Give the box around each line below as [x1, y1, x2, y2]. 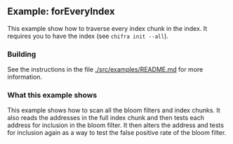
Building [7, 49, 36, 59]
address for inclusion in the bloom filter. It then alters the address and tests [7, 121, 225, 129]
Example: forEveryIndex [7, 6, 115, 18]
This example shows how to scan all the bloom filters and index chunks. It [7, 106, 221, 114]
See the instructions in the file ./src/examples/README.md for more [7, 65, 204, 74]
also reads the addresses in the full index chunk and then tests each [7, 114, 205, 122]
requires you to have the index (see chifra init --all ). [7, 32, 168, 40]
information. [7, 73, 43, 81]
